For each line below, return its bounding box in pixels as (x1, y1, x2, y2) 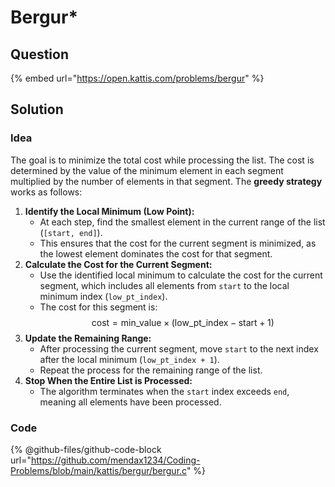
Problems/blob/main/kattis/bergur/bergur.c (10, 464, 187, 476)
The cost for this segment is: (39, 301, 158, 313)
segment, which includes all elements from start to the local (39, 279, 290, 291)
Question (10, 46, 69, 63)
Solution (10, 101, 64, 118)
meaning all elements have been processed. (39, 396, 222, 408)
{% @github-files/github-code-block (10, 443, 162, 455)
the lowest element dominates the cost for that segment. (39, 247, 273, 260)
